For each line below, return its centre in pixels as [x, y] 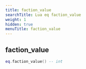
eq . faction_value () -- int [34, 61]
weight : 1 [16, 19]
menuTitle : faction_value [33, 29]
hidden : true [19, 24]
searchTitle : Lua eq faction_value [43, 15]
